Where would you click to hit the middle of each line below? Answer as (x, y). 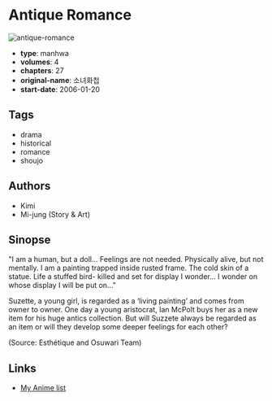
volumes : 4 (39, 62)
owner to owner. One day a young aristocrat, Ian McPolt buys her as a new (133, 310)
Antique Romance (70, 15)
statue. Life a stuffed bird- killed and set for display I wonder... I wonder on (133, 277)
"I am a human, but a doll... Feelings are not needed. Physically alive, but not (136, 259)
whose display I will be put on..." (62, 285)
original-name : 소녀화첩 (60, 80)
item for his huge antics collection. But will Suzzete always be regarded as (133, 318)
